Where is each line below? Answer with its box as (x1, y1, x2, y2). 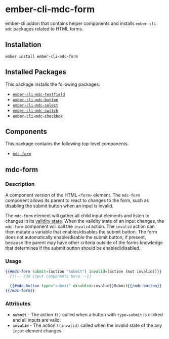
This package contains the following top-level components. (5, 141, 129, 147)
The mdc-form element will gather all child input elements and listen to (5, 213, 150, 219)
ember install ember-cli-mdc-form (5, 54, 78, 59)
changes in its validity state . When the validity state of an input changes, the (5, 218, 164, 224)
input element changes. (12, 328, 63, 334)
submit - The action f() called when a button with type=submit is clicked (12, 312, 163, 318)
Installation (5, 41, 41, 49)
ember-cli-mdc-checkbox (12, 113, 63, 119)
